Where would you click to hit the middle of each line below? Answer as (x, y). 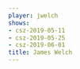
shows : (19, 23)
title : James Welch (40, 52)
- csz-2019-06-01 (37, 45)
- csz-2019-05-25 (37, 38)
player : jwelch (33, 15)
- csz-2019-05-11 (37, 30)
